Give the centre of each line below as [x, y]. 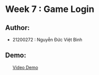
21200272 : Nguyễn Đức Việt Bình [47, 39]
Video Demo [25, 67]
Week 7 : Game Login [50, 9]
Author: [17, 28]
